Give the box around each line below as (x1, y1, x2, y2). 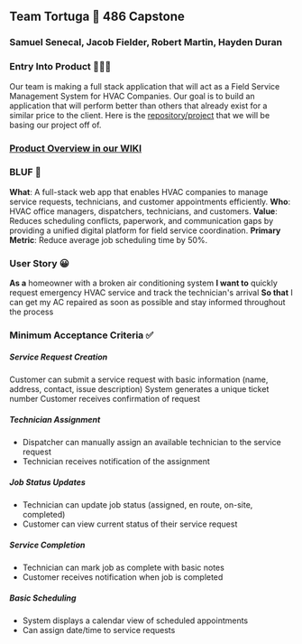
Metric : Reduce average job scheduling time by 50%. (9, 234, 208, 245)
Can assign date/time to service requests (22, 624, 176, 635)
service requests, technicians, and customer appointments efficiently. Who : (9, 196, 291, 207)
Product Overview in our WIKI (9, 142, 142, 154)
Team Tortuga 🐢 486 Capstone (9, 9, 185, 24)
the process (9, 306, 54, 317)
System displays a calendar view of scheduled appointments (22, 615, 249, 626)
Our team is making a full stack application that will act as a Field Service (9, 80, 280, 91)
